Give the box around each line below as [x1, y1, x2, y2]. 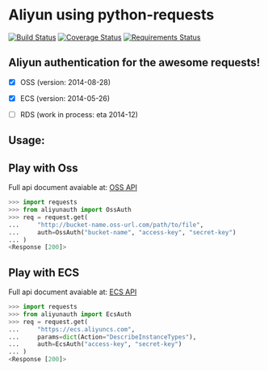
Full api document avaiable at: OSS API [8, 183, 138, 192]
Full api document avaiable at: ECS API [8, 287, 137, 297]
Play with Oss [8, 161, 78, 175]
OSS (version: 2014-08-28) [19, 77, 111, 86]
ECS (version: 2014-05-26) [19, 93, 111, 103]
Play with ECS [8, 265, 80, 280]
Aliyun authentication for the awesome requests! [8, 56, 261, 70]
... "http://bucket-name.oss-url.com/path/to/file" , [8, 221, 204, 229]
